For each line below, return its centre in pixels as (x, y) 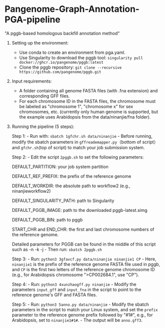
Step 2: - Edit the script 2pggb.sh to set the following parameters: (78, 157)
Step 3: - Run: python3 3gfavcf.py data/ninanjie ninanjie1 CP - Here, (84, 259)
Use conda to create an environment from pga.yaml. (72, 52)
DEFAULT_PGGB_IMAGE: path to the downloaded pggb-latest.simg (80, 210)
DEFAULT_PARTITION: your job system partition (60, 166)
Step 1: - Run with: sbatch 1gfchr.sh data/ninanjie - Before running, (82, 136)
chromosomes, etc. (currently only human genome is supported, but (89, 112)
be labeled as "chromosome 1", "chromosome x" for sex (76, 106)
